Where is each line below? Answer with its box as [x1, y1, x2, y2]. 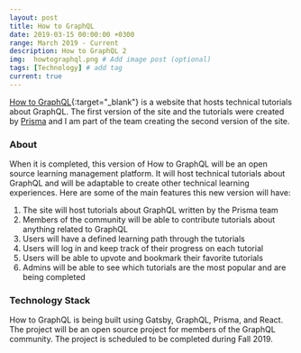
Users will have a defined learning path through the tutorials [22, 233, 245, 244]
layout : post [9, 13, 59, 23]
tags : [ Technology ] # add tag [9, 64, 123, 73]
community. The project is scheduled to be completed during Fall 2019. [9, 334, 273, 345]
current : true [9, 72, 63, 81]
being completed [22, 272, 86, 283]
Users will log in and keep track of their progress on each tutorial [22, 243, 264, 254]
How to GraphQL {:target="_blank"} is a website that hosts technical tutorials [9, 96, 293, 107]
